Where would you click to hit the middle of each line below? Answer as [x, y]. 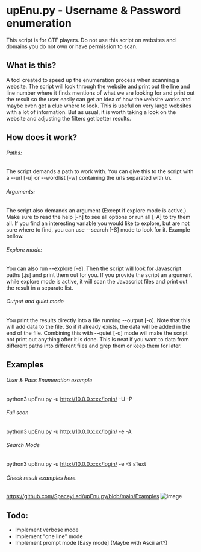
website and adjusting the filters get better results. [69, 118]
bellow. [15, 236]
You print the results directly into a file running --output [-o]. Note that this [98, 320]
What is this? [31, 65]
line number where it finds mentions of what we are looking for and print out [100, 93]
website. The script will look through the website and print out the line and [98, 86]
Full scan [17, 413]
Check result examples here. [42, 478]
